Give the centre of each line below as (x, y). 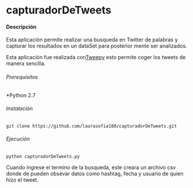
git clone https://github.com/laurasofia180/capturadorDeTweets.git (92, 126)
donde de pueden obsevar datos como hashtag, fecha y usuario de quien (95, 174)
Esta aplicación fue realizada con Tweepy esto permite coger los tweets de (96, 57)
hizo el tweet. (22, 180)
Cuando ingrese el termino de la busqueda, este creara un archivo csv (91, 167)
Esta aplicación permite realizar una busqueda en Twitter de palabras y (92, 40)
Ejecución (18, 139)
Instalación (20, 108)
